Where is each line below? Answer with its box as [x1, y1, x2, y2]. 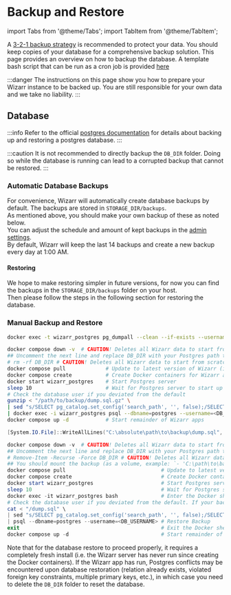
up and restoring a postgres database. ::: [7, 136, 122, 144]
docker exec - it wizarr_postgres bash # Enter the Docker [7, 492, 217, 499]
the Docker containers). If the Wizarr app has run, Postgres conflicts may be [7, 558, 223, 566]
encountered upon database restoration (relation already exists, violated [7, 565, 212, 574]
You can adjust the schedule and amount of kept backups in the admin [7, 226, 208, 234]
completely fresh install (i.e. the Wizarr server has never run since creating [7, 550, 219, 559]
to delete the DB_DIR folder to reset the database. [7, 580, 146, 588]
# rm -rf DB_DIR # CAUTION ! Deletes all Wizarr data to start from [7, 359, 205, 366]
